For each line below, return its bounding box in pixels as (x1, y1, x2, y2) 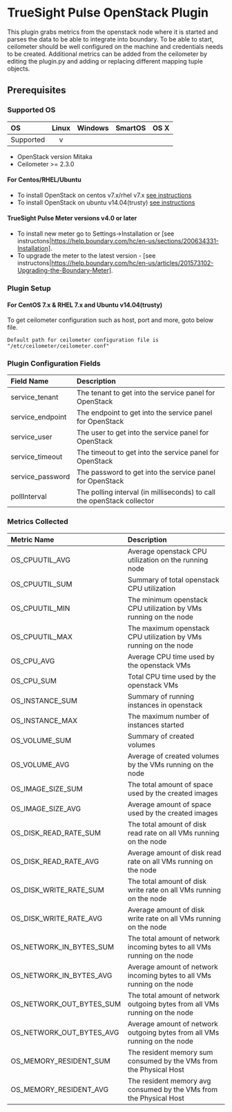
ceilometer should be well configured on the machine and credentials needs (7, 42, 224, 50)
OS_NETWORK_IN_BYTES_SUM (10, 942, 115, 952)
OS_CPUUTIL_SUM (10, 579, 72, 589)
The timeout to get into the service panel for (77, 448, 220, 458)
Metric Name (10, 534, 55, 544)
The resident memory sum (127, 1047, 213, 1057)
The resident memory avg (127, 1076, 211, 1086)
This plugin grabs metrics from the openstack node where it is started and (7, 28, 219, 36)
